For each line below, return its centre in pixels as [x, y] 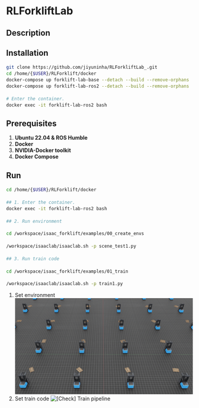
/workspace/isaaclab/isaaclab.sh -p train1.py [65, 284]
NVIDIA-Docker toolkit [43, 150]
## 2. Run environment [34, 221]
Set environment [35, 295]
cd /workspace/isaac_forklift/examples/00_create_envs [75, 234]
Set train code [32, 398]
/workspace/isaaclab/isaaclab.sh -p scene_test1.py [71, 246]
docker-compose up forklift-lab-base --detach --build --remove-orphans [98, 80]
